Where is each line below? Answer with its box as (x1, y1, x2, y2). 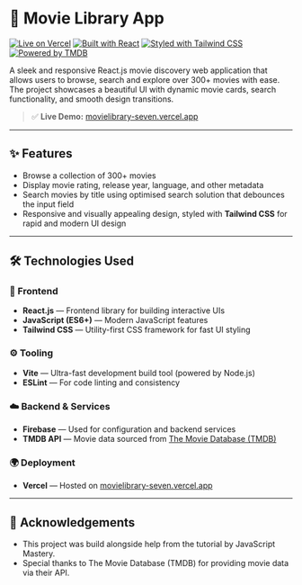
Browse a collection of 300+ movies (22, 170, 157, 181)
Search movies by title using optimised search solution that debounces (22, 189, 285, 200)
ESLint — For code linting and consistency (22, 377, 181, 388)
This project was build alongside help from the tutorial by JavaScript (22, 539, 276, 550)
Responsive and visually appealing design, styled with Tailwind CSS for (22, 208, 288, 219)
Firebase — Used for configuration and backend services (22, 424, 236, 435)
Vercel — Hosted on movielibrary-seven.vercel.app (22, 481, 213, 491)
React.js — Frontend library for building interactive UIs (22, 305, 226, 316)
